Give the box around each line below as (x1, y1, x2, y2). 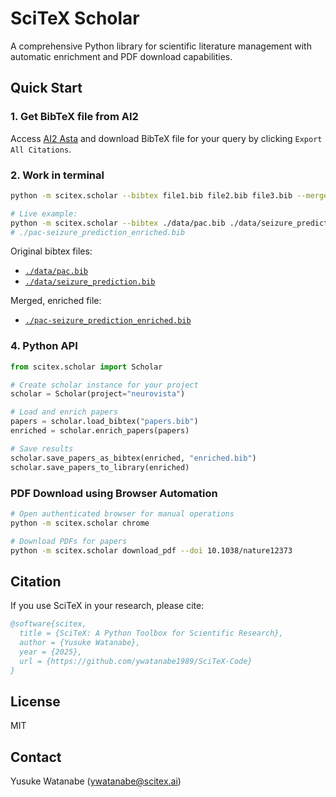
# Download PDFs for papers (10, 536, 128, 546)
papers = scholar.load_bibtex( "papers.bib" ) (10, 417, 199, 427)
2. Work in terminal (10, 168, 105, 182)
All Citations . (10, 143, 72, 155)
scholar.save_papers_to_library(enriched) (10, 462, 190, 472)
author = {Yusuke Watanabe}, (19, 637, 141, 647)
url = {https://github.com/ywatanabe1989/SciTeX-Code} (19, 656, 253, 666)
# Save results (10, 443, 74, 454)
